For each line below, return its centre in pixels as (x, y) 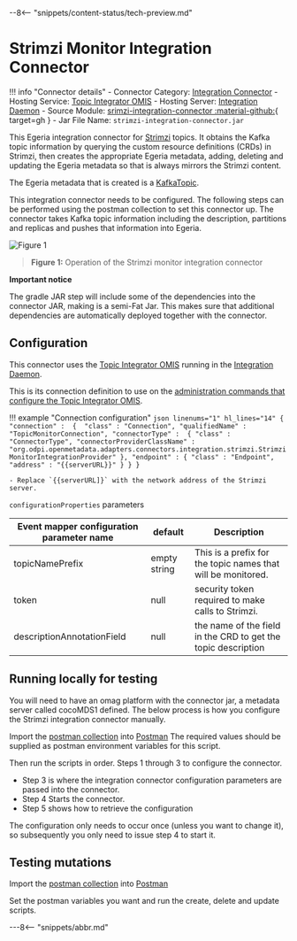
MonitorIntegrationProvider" (63, 457)
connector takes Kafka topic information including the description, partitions (148, 218)
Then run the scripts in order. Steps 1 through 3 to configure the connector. (146, 763)
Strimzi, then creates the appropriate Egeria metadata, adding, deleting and (146, 156)
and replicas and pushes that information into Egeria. (105, 228)
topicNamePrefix (49, 563)
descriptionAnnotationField (70, 636)
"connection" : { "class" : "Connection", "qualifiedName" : (128, 426)
